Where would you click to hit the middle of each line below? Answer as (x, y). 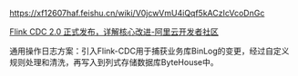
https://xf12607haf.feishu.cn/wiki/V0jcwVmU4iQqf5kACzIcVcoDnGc (137, 13)
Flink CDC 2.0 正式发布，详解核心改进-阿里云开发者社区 (114, 32)
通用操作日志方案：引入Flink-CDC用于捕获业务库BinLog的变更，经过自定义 (149, 51)
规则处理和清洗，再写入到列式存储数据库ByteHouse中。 (114, 62)
